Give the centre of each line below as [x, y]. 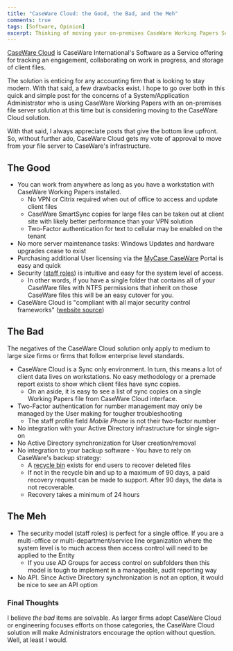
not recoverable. [51, 487]
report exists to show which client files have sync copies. [99, 384]
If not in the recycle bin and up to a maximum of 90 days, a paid [119, 472]
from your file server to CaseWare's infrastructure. [79, 146]
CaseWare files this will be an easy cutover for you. [101, 295]
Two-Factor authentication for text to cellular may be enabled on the [125, 229]
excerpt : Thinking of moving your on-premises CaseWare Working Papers [113, 33]
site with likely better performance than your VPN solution [110, 221]
